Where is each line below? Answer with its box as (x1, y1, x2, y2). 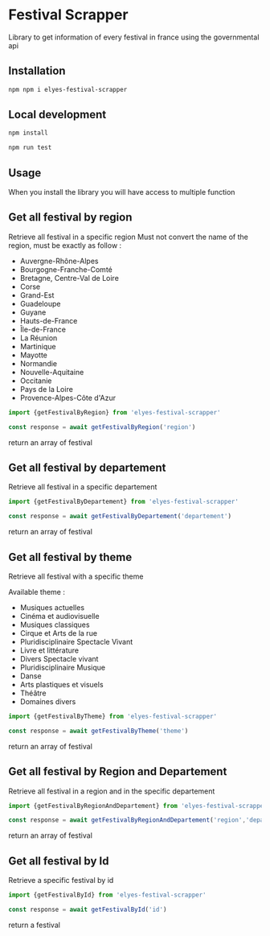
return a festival (8, 920, 60, 930)
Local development (8, 108, 107, 122)
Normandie (19, 358, 58, 368)
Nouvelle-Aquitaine (19, 367, 84, 377)
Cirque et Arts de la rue (19, 628, 98, 637)
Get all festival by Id (8, 854, 109, 868)
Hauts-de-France (19, 315, 78, 325)
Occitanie (19, 376, 52, 386)
